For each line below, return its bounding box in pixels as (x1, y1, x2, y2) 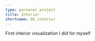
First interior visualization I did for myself (5, 30, 90, 36)
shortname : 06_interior (5, 16, 56, 21)
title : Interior (5, 12, 40, 17)
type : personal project (5, 7, 56, 12)
